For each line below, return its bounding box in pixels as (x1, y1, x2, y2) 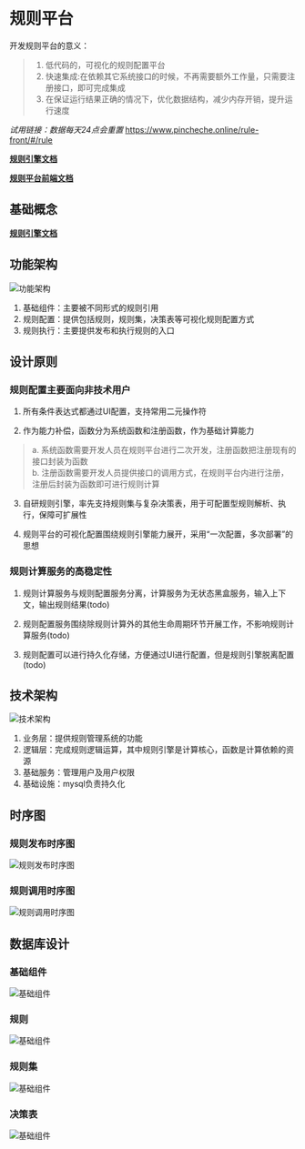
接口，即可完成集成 (53, 82, 126, 93)
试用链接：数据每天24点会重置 (9, 124, 124, 135)
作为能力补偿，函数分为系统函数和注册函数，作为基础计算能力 (22, 425, 255, 437)
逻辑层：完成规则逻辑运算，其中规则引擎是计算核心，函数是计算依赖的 (22, 744, 287, 755)
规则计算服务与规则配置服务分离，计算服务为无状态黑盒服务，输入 (22, 588, 270, 599)
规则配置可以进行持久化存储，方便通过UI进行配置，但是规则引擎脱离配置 (22, 649, 294, 660)
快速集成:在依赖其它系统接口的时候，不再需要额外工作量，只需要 (45, 70, 288, 82)
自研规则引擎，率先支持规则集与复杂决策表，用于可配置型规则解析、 (22, 498, 279, 509)
